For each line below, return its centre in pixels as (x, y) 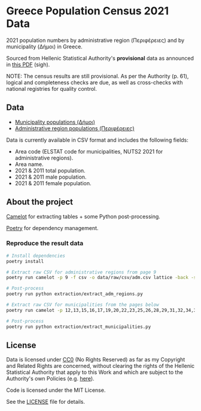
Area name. (29, 164)
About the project (40, 202)
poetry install (25, 261)
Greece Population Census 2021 (88, 11)
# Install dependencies (36, 256)
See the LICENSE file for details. (46, 402)
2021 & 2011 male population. (51, 177)
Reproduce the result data (45, 243)
